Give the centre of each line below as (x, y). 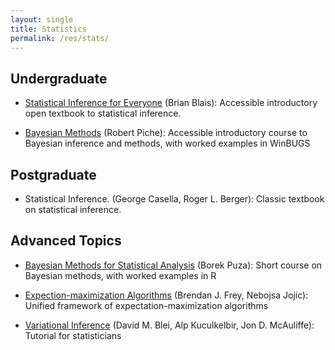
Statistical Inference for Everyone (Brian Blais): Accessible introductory (171, 103)
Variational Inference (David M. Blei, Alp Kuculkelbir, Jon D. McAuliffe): (169, 325)
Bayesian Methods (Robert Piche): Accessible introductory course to (166, 133)
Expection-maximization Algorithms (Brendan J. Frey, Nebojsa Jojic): (166, 295)
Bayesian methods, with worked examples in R (120, 275)
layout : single (42, 19)
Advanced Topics (66, 241)
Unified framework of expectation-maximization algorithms (146, 305)
